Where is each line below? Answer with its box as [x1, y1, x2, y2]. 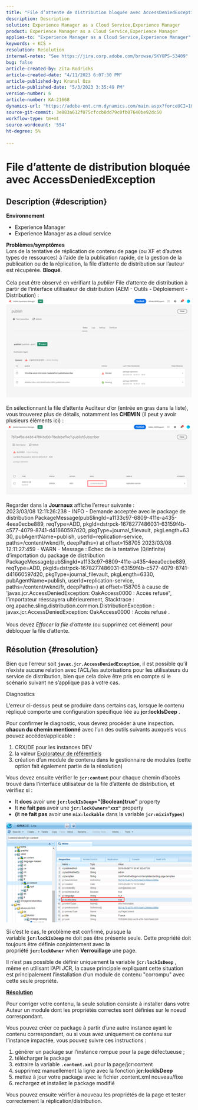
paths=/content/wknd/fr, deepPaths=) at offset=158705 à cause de [6, 583, 169, 591]
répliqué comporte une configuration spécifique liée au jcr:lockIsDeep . [6, 708, 181, 716]
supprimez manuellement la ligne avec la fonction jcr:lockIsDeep [14, 1067, 173, 1075]
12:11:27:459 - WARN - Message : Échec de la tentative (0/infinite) [6, 546, 166, 553]
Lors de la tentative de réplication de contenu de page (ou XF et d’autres [6, 248, 182, 255]
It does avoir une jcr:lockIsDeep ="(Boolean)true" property [14, 798, 160, 805]
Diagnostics [6, 691, 35, 698]
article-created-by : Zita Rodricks [6, 66, 94, 72]
